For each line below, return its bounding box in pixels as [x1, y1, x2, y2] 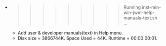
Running [123, 4, 141, 10]
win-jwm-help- [123, 9, 155, 15]
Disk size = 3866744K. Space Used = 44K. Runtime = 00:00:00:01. [17, 35, 158, 41]
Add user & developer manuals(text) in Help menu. [17, 30, 123, 35]
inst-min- [141, 4, 161, 10]
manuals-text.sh [123, 15, 158, 20]
